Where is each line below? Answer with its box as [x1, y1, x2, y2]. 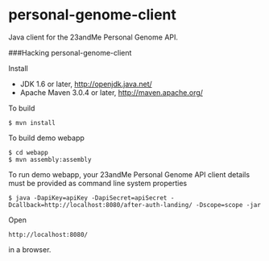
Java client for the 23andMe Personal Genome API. [8, 32, 179, 42]
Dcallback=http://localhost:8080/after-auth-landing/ [8, 201, 193, 209]
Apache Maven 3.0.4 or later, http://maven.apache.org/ [19, 87, 204, 97]
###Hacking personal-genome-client [8, 48, 132, 57]
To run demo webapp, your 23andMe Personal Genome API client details [8, 169, 250, 179]
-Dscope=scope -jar [196, 201, 262, 209]
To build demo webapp [8, 133, 85, 143]
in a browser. [8, 244, 52, 255]
